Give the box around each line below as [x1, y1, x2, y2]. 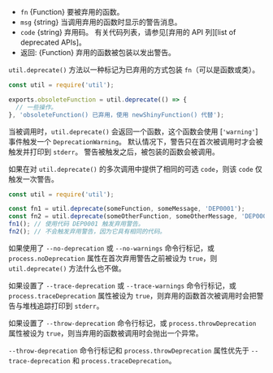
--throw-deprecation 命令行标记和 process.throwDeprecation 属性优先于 [8, 345, 249, 355]
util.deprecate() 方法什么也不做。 [8, 263, 126, 273]
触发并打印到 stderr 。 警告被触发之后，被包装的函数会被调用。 [8, 147, 219, 156]
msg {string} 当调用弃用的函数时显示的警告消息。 [19, 17, 182, 27]
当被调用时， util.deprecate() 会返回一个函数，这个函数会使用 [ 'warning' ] [8, 126, 258, 136]
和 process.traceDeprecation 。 [71, 355, 176, 365]
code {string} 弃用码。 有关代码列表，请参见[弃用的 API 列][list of [19, 28, 236, 36]
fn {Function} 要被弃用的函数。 [19, 7, 124, 16]
